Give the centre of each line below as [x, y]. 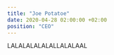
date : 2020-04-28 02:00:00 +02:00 [57, 20]
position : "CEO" [31, 26]
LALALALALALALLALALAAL [47, 46]
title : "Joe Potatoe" [39, 13]
